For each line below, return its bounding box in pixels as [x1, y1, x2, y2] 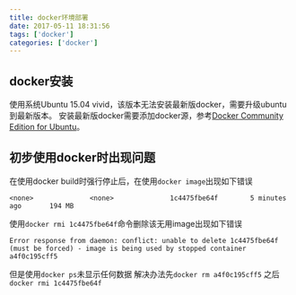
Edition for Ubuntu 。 [9, 122, 85, 133]
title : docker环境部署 [9, 13, 89, 22]
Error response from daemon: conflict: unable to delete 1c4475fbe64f [9, 236, 279, 245]
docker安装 [9, 74, 74, 89]
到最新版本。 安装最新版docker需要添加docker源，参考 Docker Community [9, 110, 284, 121]
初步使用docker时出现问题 [9, 150, 156, 166]
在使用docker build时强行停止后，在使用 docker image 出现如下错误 [9, 176, 253, 187]
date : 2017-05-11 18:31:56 [9, 22, 110, 30]
